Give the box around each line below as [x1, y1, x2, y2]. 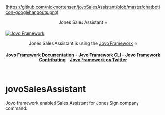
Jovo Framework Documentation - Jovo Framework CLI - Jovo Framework [5, 52, 161, 57]
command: [5, 105, 27, 111]
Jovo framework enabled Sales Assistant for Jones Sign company [5, 100, 139, 106]
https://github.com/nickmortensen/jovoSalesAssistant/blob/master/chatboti [7, 4, 160, 10]
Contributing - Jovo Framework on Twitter [39, 57, 127, 63]
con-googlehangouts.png [5, 9, 57, 15]
